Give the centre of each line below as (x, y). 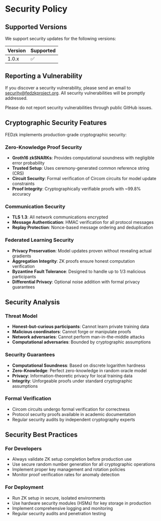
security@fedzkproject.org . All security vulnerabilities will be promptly (75, 93)
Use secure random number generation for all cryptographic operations (83, 464)
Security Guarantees (30, 355)
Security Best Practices (41, 435)
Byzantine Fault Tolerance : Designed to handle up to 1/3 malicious (79, 271)
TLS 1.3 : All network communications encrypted (60, 217)
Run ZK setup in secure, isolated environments (59, 498)
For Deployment (24, 487)
